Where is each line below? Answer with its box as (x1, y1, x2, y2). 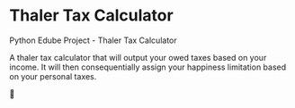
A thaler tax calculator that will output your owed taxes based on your (9, 52, 267, 62)
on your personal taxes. (9, 71, 97, 81)
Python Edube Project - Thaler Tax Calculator (9, 35, 177, 46)
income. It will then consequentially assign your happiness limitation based (9, 62, 287, 72)
